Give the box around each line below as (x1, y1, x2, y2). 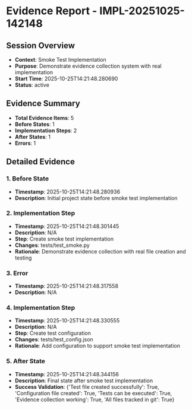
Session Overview (6, 40, 75, 50)
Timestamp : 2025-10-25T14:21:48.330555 (14, 317, 120, 324)
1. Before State (6, 175, 49, 183)
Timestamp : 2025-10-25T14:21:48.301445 (14, 223, 119, 230)
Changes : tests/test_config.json (14, 336, 93, 343)
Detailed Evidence (6, 157, 75, 167)
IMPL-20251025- (99, 4, 185, 18)
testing (14, 254, 32, 261)
